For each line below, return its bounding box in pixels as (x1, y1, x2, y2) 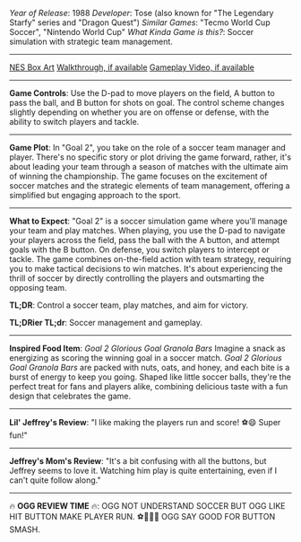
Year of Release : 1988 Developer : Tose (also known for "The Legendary (9, 8, 274, 18)
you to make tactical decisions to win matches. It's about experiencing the (9, 264, 283, 274)
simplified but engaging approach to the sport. (9, 190, 181, 200)
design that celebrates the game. (9, 390, 132, 401)
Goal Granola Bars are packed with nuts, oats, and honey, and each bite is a (9, 363, 290, 372)
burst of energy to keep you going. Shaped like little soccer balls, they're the (9, 372, 291, 382)
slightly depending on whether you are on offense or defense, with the (9, 107, 270, 118)
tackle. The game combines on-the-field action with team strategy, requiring (9, 254, 292, 264)
